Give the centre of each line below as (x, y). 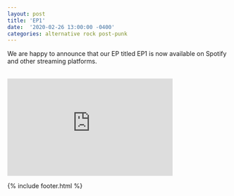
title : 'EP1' (26, 21)
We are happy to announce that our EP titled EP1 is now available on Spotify (117, 54)
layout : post (26, 14)
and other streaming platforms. (52, 62)
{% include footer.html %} (45, 186)
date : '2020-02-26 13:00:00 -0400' (61, 27)
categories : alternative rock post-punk (68, 34)
